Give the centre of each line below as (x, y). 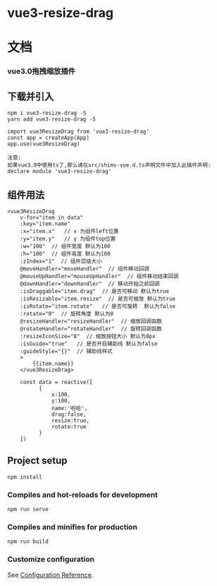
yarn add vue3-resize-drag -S (52, 119)
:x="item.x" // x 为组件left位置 (69, 231)
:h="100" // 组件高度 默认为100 (65, 253)
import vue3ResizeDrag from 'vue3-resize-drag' (79, 132)
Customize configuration (51, 559)
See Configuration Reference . (50, 575)
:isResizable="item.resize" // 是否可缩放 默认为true (98, 299)
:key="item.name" (45, 224)
